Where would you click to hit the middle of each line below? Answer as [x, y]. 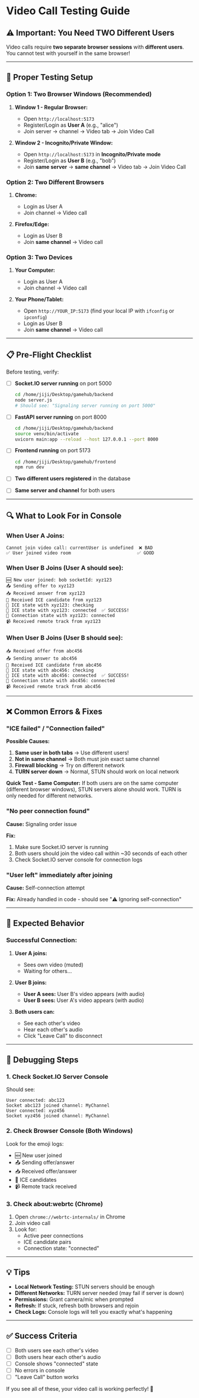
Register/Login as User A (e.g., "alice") [71, 125]
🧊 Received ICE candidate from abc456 [54, 665]
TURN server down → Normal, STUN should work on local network [97, 772]
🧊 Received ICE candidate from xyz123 [54, 600]
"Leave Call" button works [46, 1377]
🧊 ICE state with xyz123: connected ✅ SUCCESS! [68, 610]
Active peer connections [54, 1235]
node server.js [33, 400]
